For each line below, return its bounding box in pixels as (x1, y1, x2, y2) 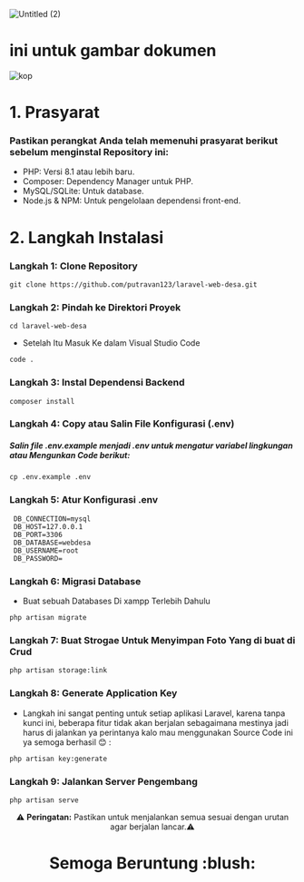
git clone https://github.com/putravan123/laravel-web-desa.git (9, 279, 258, 289)
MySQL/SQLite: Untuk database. (22, 186, 144, 197)
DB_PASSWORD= (13, 554, 64, 563)
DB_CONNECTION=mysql (13, 514, 92, 524)
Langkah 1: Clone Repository (9, 260, 138, 272)
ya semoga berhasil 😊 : (22, 736, 112, 748)
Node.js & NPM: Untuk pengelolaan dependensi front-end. (22, 195, 241, 206)
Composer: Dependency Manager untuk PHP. (22, 176, 193, 187)
